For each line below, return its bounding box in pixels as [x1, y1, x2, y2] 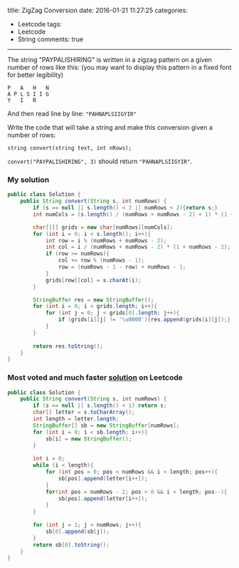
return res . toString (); [33, 342, 103, 350]
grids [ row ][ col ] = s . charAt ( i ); [45, 277, 142, 284]
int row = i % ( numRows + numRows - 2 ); [45, 237, 167, 244]
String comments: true [17, 35, 84, 43]
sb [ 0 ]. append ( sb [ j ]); [45, 527, 110, 535]
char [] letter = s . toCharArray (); [33, 409, 135, 416]
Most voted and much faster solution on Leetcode [7, 373, 183, 383]
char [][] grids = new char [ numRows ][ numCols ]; [33, 224, 174, 231]
